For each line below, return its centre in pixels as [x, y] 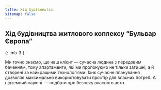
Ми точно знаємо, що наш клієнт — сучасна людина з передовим [73, 62]
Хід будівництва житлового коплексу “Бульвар [80, 34]
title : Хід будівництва [29, 9]
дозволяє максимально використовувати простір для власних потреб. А [80, 77]
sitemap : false [20, 14]
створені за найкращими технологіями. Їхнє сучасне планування [72, 73]
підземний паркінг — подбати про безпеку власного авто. [65, 83]
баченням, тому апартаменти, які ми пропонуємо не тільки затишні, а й [80, 67]
